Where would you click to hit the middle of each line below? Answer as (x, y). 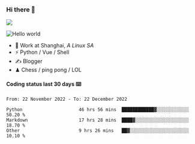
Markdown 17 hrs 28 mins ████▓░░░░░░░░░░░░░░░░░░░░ (97, 120)
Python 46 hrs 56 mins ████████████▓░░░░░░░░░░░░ (97, 109)
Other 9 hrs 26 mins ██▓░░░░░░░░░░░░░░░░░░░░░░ (97, 130)
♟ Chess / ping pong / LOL (48, 70)
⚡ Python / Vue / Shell (42, 52)
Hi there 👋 (21, 10)
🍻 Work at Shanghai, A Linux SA (54, 46)
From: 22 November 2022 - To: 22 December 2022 (67, 99)
